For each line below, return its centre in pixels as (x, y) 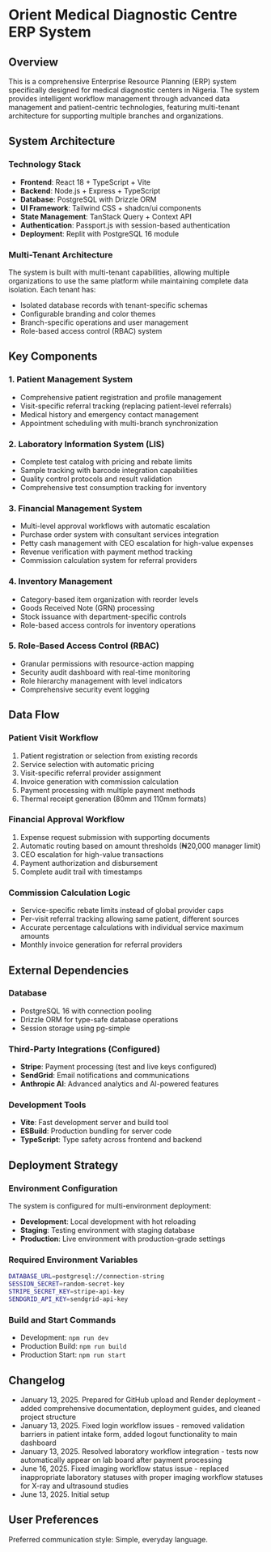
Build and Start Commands (62, 1320)
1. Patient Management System (71, 380)
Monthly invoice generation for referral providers (101, 944)
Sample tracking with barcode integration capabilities (109, 470)
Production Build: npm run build (73, 1346)
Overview (34, 62)
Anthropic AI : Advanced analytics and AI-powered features (119, 1084)
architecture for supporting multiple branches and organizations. (116, 116)
